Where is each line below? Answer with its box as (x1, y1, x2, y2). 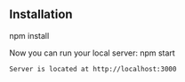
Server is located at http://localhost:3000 (9, 64, 177, 73)
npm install (9, 30, 50, 41)
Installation (9, 7, 73, 22)
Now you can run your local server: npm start (9, 48, 175, 58)
